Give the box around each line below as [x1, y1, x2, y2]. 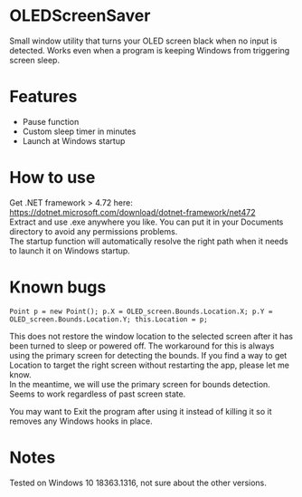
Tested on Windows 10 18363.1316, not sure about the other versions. [9, 477, 267, 488]
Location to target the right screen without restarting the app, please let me [9, 359, 289, 370]
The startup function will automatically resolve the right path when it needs [9, 235, 288, 246]
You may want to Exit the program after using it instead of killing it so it [9, 406, 272, 416]
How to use [9, 167, 96, 188]
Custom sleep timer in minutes [22, 126, 137, 137]
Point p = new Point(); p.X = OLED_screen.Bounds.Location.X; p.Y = [9, 307, 273, 316]
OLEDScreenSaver [9, 5, 151, 26]
